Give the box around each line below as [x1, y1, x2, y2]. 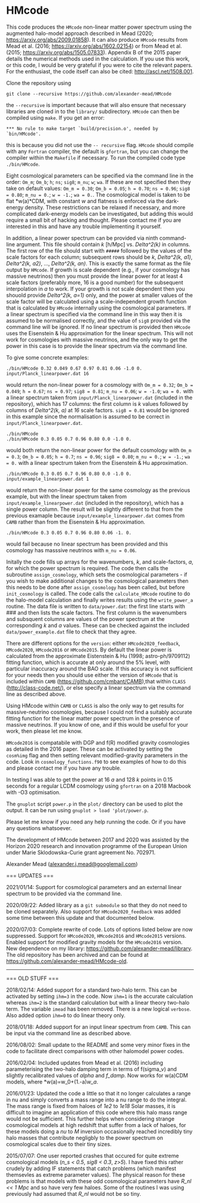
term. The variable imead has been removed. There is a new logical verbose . [6, 1005, 192, 1012]
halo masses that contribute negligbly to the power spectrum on [6, 1134, 164, 1141]
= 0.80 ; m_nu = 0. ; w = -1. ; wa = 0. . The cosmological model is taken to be [6, 191, 190, 198]
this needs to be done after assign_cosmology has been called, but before [6, 583, 186, 590]
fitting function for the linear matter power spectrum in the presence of [6, 715, 180, 722]
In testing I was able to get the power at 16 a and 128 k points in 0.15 [6, 776, 173, 783]
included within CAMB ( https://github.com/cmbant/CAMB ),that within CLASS [6, 678, 186, 685]
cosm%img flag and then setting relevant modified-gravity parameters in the [6, 751, 188, 759]
